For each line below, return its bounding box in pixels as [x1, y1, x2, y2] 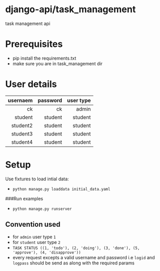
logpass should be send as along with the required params [12, 260, 135, 266]
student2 [11, 122, 33, 129]
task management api [5, 20, 51, 26]
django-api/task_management [5, 4, 136, 15]
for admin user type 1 [12, 233, 56, 240]
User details [5, 78, 57, 90]
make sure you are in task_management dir [12, 60, 103, 67]
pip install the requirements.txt [12, 55, 76, 61]
